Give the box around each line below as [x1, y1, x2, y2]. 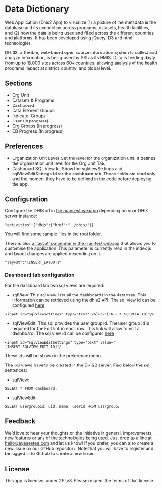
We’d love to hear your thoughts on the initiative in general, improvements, [5, 430, 153, 436]
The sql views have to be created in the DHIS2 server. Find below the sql [5, 362, 150, 368]
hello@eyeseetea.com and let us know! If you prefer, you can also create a [5, 440, 154, 446]
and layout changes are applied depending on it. [5, 251, 102, 257]
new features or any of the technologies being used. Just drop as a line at [5, 435, 152, 441]
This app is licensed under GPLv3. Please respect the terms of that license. [5, 478, 155, 484]
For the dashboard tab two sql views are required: [5, 282, 104, 288]
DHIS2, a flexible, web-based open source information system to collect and [5, 50, 157, 55]
